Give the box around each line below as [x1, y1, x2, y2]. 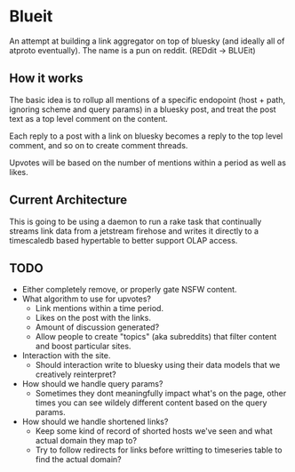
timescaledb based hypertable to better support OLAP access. [9, 235, 238, 245]
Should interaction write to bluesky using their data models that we [35, 360, 281, 371]
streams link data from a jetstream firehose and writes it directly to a [9, 225, 259, 236]
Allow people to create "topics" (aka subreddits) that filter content [35, 332, 277, 342]
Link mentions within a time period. [35, 303, 164, 314]
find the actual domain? [35, 454, 122, 465]
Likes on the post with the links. [35, 313, 151, 324]
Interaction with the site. [21, 350, 111, 361]
